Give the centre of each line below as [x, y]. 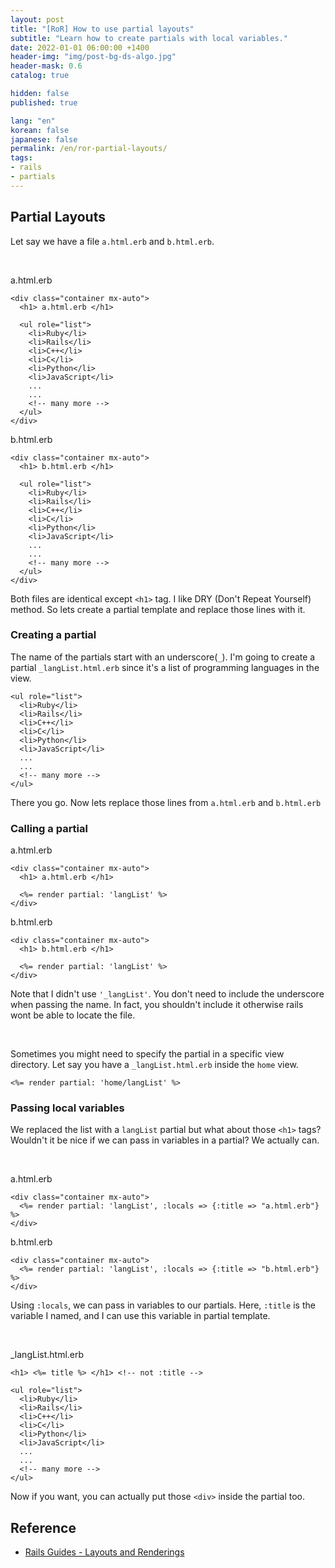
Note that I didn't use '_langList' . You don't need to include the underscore [167, 994]
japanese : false [44, 139]
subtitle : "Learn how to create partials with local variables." [149, 38]
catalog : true [40, 76]
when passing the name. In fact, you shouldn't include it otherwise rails [157, 1005]
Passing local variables [67, 1108]
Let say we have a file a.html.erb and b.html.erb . [112, 241]
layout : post [37, 19]
